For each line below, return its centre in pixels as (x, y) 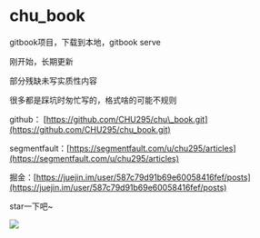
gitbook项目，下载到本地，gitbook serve (85, 42)
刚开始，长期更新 (41, 61)
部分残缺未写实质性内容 (53, 80)
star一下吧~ (31, 206)
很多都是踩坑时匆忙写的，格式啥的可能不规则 (93, 100)
